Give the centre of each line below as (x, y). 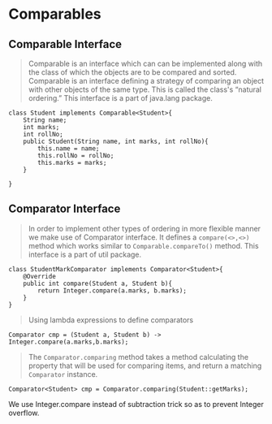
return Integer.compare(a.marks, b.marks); (112, 290)
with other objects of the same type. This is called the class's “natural (145, 89)
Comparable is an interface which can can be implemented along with (145, 63)
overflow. (24, 413)
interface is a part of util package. (85, 254)
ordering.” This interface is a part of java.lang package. (120, 98)
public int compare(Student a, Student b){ (98, 283)
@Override (40, 276)
